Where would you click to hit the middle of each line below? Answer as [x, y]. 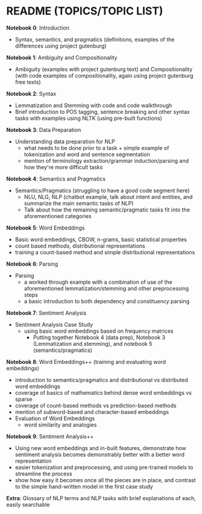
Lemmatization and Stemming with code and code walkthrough [93, 105]
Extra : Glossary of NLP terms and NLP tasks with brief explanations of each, [101, 498]
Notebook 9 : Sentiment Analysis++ [50, 436]
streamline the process [43, 474]
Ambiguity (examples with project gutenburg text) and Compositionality [104, 69]
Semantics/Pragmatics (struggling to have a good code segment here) [102, 190]
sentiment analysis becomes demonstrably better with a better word [100, 454]
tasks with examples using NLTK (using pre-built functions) [89, 118]
